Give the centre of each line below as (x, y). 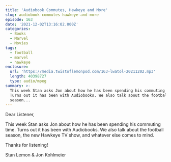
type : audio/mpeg (28, 81)
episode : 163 (19, 19)
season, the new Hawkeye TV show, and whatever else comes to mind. (80, 135)
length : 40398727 (28, 76)
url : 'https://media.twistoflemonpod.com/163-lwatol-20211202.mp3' (83, 72)
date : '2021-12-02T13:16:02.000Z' (42, 24)
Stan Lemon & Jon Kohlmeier (36, 155)
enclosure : (17, 67)
